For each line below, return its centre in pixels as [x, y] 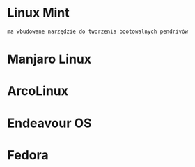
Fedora [28, 155]
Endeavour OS [49, 123]
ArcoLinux [38, 91]
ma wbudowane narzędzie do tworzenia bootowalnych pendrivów [98, 31]
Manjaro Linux [49, 59]
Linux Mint [38, 13]
